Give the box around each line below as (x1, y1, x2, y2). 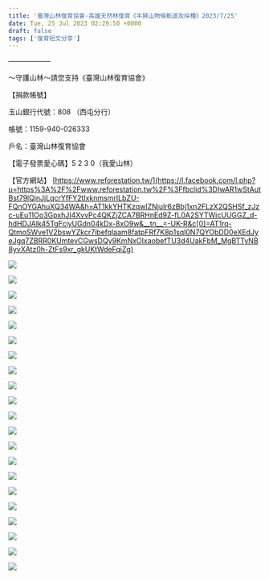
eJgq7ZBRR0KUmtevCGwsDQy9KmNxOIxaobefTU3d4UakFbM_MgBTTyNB (8, 236, 259, 246)
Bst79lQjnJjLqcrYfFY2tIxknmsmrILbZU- (8, 193, 140, 203)
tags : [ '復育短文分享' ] (8, 34, 80, 43)
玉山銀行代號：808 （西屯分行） (8, 107, 116, 117)
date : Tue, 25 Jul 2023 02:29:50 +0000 (8, 19, 142, 27)
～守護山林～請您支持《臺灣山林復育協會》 (8, 73, 149, 83)
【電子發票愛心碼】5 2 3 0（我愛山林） (8, 159, 138, 168)
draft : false (8, 27, 52, 35)
